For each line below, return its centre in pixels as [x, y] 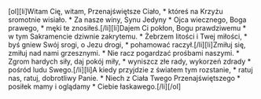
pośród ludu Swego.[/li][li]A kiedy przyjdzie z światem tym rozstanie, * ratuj [130, 70]
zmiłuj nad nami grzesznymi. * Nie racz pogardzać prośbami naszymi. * [124, 53]
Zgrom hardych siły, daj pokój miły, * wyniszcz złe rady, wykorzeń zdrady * [130, 61]
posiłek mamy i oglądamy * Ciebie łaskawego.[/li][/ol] [95, 86]
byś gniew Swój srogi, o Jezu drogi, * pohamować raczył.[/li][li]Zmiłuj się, [127, 45]
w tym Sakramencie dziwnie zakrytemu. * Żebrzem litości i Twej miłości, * [128, 36]
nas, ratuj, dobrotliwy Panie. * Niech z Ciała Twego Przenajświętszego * [125, 78]
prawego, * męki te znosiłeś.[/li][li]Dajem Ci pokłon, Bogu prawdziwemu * [127, 28]
